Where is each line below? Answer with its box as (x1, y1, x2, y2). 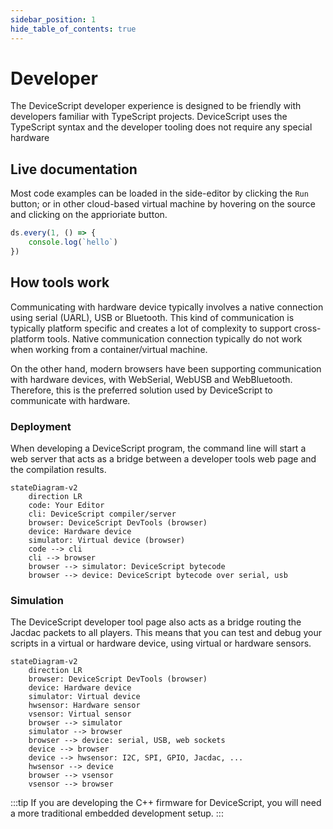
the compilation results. (10, 463, 107, 475)
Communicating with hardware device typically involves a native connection (10, 301, 324, 313)
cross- (293, 322, 322, 334)
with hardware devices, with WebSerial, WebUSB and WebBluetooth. (10, 373, 293, 385)
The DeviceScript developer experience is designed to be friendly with (10, 100, 302, 112)
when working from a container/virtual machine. (10, 343, 208, 355)
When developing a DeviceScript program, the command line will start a (10, 442, 307, 454)
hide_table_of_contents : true (10, 24, 137, 34)
